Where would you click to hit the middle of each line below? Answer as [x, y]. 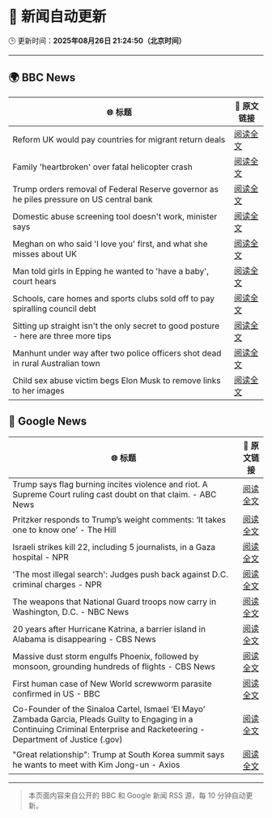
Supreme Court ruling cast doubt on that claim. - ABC [115, 494]
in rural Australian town [56, 363]
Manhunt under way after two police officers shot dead [117, 353]
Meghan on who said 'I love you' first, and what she [110, 244]
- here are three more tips [62, 335]
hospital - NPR [40, 557]
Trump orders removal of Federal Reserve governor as [115, 189]
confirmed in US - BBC [57, 693]
